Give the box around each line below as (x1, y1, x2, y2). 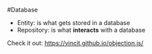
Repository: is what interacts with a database (16, 26, 146, 34)
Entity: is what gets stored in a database (16, 19, 130, 26)
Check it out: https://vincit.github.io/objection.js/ (7, 39, 144, 47)
